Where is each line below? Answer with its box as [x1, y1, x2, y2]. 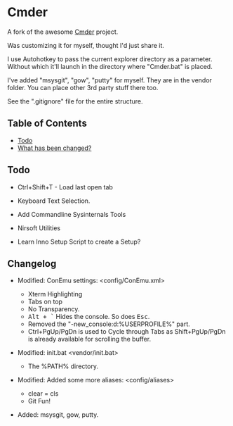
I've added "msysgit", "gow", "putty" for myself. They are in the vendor [7, 75, 213, 84]
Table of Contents [7, 118, 88, 130]
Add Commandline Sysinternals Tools [17, 210, 126, 218]
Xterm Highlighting [27, 290, 83, 299]
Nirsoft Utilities [17, 223, 61, 232]
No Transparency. [27, 305, 80, 313]
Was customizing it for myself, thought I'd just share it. [7, 41, 165, 49]
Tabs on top [27, 297, 63, 306]
